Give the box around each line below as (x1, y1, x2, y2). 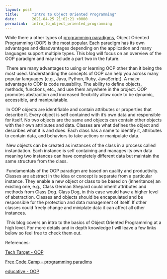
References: (5, 240, 30, 246)
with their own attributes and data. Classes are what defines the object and (5, 122, 159, 128)
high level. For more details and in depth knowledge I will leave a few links (5, 225, 157, 231)
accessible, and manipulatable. (5, 97, 69, 103)
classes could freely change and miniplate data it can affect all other (5, 205, 145, 211)
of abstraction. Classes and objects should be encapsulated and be (5, 194, 143, 200)
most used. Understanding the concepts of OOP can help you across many (5, 70, 159, 77)
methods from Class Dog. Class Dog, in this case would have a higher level (5, 189, 159, 195)
